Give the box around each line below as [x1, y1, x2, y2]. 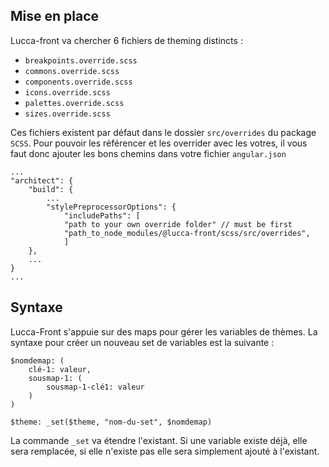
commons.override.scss [24, 66, 120, 76]
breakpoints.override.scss [24, 55, 138, 66]
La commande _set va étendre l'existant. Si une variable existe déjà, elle [10, 434, 308, 446]
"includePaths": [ [63, 210, 141, 221]
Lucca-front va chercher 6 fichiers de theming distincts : [10, 34, 243, 46]
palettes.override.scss [24, 98, 125, 108]
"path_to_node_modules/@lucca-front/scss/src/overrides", [63, 228, 311, 238]
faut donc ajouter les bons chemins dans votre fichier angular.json [10, 147, 287, 159]
